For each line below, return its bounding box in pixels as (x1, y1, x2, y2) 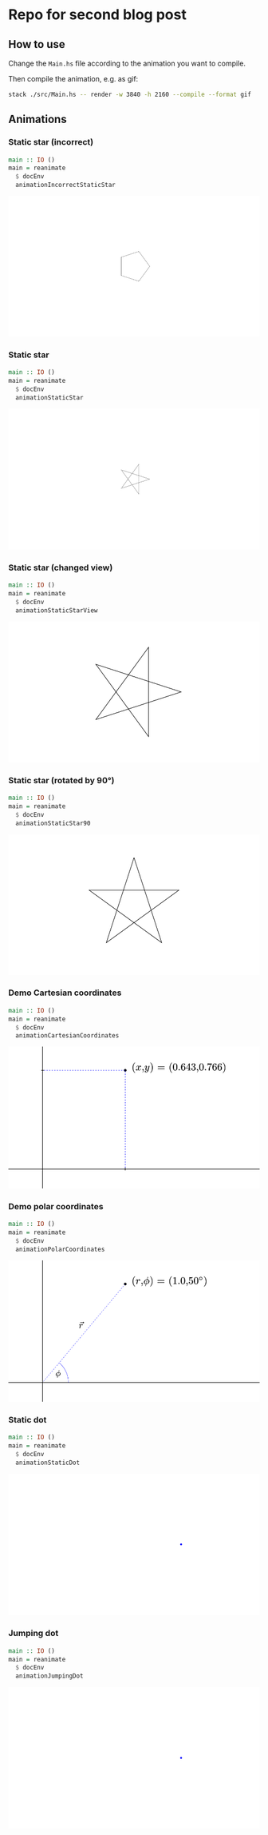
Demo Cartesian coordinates (8, 987, 122, 998)
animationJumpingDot (15, 1672, 84, 1680)
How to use (8, 38, 65, 51)
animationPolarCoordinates (15, 1245, 105, 1253)
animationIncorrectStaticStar (15, 181, 116, 189)
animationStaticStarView (15, 606, 98, 615)
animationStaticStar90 (15, 819, 91, 827)
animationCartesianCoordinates (15, 1032, 120, 1040)
